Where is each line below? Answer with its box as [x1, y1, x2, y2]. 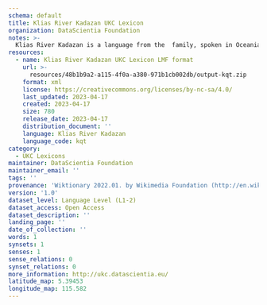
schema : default [8, 11, 62, 20]
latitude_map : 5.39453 [8, 277, 83, 286]
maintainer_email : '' [8, 167, 80, 175]
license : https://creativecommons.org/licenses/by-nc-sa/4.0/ [22, 85, 233, 94]
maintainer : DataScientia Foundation [8, 160, 133, 168]
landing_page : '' [8, 218, 66, 226]
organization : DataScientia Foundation [8, 26, 141, 34]
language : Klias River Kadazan [22, 129, 126, 137]
